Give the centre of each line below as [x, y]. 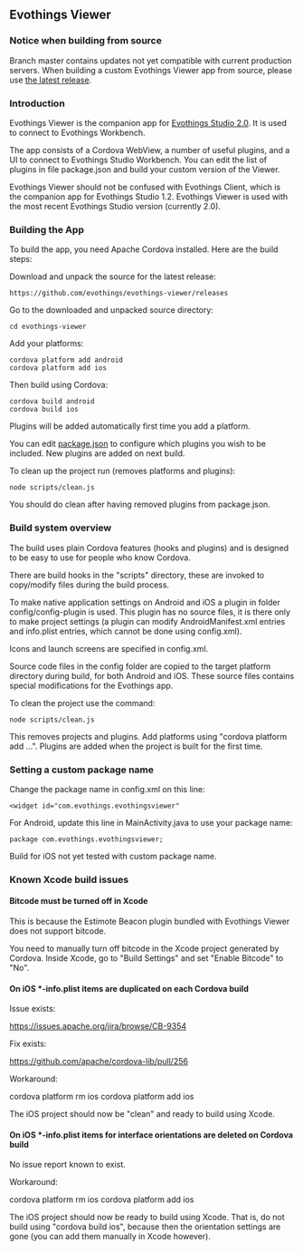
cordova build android [52, 402]
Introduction [37, 103]
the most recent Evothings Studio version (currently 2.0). [115, 206]
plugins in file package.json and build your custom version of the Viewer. [145, 169]
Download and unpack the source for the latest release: [113, 276]
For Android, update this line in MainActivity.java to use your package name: [151, 822]
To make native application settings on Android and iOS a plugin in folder [145, 602]
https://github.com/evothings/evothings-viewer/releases [119, 294]
